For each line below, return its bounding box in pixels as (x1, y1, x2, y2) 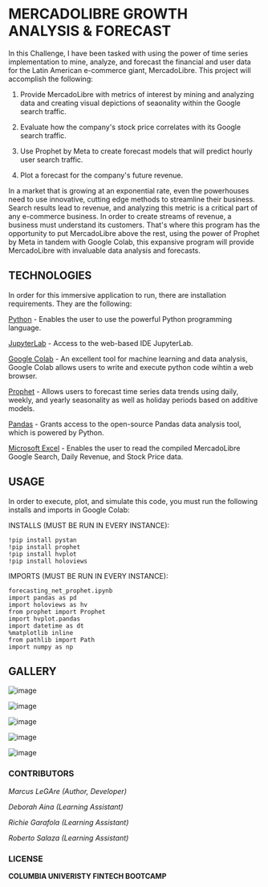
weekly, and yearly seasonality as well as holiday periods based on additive (8, 395, 258, 405)
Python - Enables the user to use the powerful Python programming (8, 314, 233, 323)
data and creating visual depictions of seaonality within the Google (19, 98, 241, 108)
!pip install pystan (8, 535, 78, 544)
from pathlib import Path (8, 636, 95, 644)
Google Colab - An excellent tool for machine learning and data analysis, (8, 354, 248, 364)
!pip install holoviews (8, 557, 88, 565)
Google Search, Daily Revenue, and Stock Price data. (8, 451, 184, 462)
